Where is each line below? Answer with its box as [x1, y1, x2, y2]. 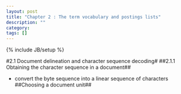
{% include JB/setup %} [6, 46, 64, 53]
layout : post [6, 8, 38, 15]
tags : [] [6, 30, 28, 36]
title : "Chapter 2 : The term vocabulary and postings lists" [6, 14, 161, 20]
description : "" [6, 19, 46, 25]
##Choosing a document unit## [14, 81, 92, 88]
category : [6, 25, 30, 31]
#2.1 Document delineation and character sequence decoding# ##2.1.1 [6, 58, 176, 65]
